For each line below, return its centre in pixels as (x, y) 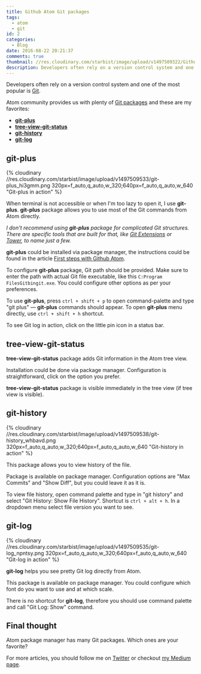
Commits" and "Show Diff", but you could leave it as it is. (76, 482)
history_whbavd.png (31, 440)
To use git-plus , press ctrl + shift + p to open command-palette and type (100, 301)
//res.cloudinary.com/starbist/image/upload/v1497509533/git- (83, 179)
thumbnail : (20, 62)
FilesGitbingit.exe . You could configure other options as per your (89, 283)
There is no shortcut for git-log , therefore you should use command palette (99, 600)
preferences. (22, 289)
